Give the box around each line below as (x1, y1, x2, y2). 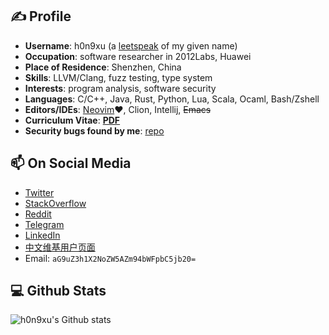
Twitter (24, 186, 55, 198)
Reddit (24, 208, 52, 220)
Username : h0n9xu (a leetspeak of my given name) (24, 39, 238, 52)
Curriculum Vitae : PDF (24, 114, 121, 126)
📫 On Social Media (10, 155, 132, 172)
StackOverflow (24, 197, 87, 209)
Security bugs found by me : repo (24, 124, 165, 137)
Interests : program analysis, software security (24, 82, 217, 94)
